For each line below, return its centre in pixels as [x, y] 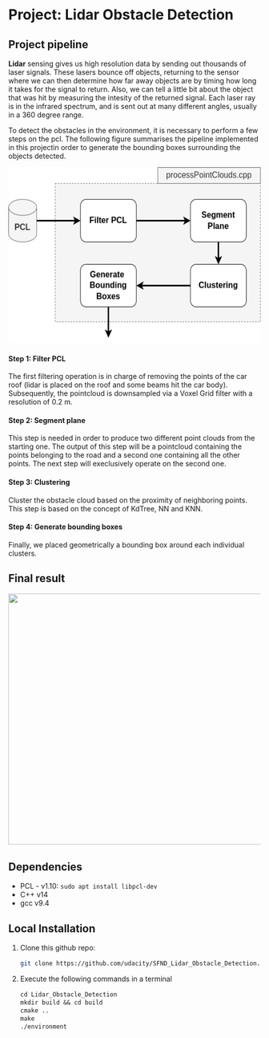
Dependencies [45, 867]
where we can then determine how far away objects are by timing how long [132, 81]
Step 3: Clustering [39, 482]
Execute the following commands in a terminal [96, 979]
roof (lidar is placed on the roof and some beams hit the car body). [118, 385]
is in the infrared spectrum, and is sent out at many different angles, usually [133, 106]
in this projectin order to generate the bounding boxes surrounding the [124, 147]
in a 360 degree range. [46, 115]
